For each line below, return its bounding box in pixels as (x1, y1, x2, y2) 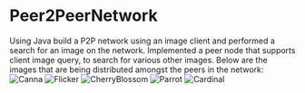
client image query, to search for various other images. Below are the (9, 54, 268, 65)
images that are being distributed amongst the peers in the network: (9, 64, 264, 75)
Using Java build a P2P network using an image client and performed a (9, 35, 275, 46)
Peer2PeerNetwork (9, 5, 158, 26)
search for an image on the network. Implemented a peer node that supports (9, 44, 296, 55)
